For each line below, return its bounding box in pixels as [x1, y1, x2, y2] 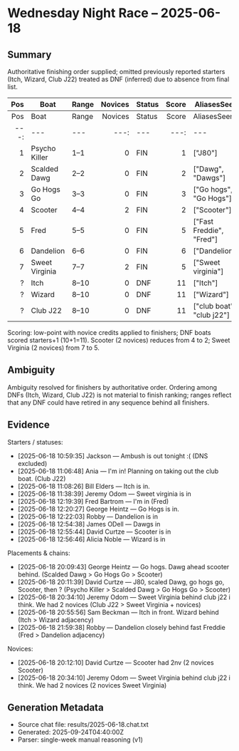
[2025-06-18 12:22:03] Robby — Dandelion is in [17, 512, 159, 521]
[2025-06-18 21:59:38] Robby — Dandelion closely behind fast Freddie [17, 623, 225, 631]
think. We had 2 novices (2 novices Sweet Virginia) [17, 680, 167, 689]
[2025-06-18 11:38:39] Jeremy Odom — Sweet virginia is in [17, 490, 192, 498]
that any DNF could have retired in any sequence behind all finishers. [7, 398, 210, 407]
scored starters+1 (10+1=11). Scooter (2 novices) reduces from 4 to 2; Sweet [7, 336, 230, 344]
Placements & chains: [7, 549, 70, 557]
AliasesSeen [193, 112, 235, 121]
